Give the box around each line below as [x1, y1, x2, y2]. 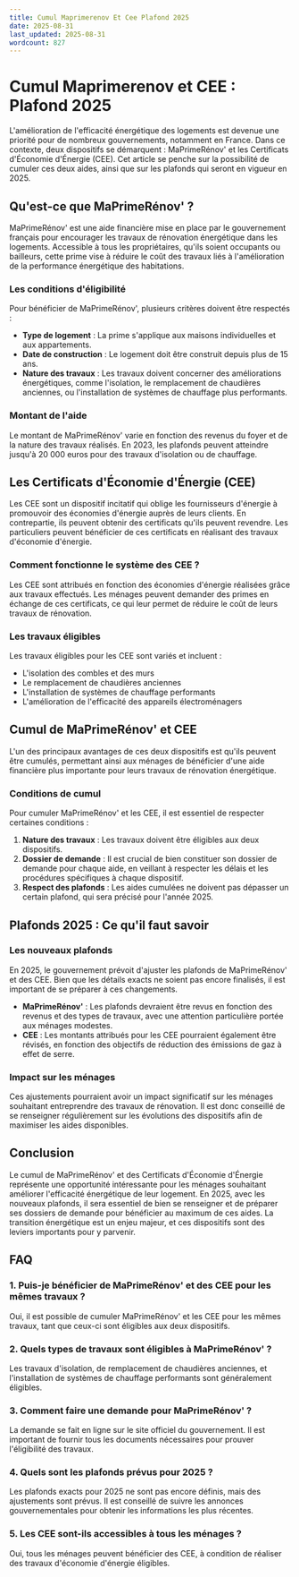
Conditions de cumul [9, 787, 102, 799]
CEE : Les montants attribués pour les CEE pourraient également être [21, 1029, 277, 1040]
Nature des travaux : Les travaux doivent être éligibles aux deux [21, 834, 260, 846]
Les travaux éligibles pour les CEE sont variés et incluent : [9, 651, 222, 661]
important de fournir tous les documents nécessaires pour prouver [9, 1434, 254, 1445]
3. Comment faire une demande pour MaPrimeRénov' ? [9, 1404, 253, 1417]
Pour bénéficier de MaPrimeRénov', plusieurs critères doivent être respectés [9, 303, 290, 314]
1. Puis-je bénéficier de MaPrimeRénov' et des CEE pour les [9, 1279, 271, 1291]
